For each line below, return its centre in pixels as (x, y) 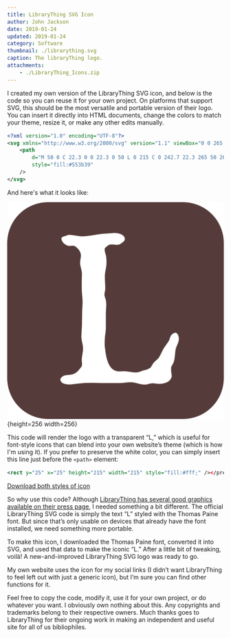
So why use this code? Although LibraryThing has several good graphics (110, 499)
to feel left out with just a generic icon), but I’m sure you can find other (107, 577)
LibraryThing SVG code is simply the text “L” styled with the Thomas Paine (113, 513)
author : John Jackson (38, 22)
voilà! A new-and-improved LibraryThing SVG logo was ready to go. (103, 556)
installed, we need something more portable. (70, 528)
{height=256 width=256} (42, 424)
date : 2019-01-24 (32, 29)
